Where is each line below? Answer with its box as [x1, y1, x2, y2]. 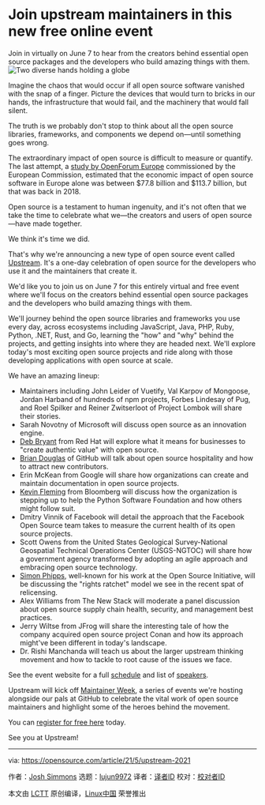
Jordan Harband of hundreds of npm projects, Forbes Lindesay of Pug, [19, 394, 251, 404]
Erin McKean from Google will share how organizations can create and [19, 470, 249, 480]
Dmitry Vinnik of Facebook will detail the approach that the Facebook [19, 512, 244, 521]
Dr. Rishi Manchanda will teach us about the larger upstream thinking [19, 646, 244, 656]
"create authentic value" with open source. [19, 445, 159, 454]
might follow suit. [19, 503, 76, 513]
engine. [19, 428, 45, 438]
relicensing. [19, 587, 58, 597]
